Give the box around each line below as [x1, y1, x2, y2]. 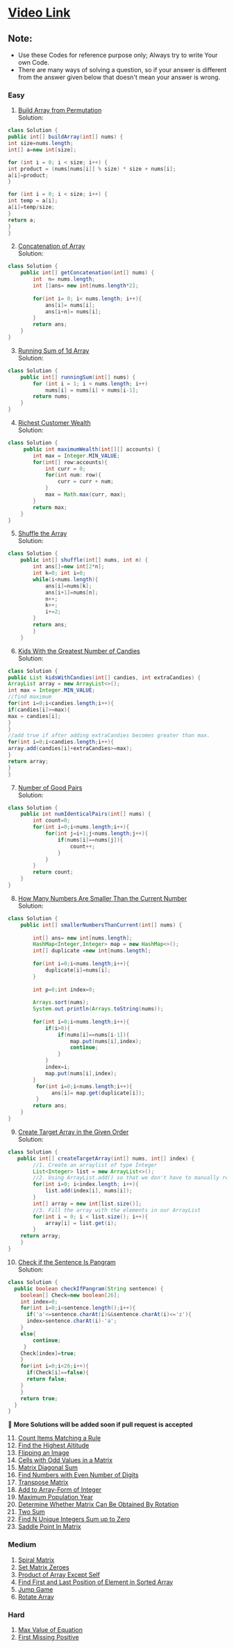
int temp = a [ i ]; [8, 197, 58, 204]
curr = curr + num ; [57, 478, 114, 485]
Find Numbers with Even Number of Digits [17, 1471, 139, 1479]
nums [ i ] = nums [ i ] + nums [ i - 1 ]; [44, 387, 139, 394]
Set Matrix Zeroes [17, 1563, 69, 1571]
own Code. [17, 58, 49, 67]
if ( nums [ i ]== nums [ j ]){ [57, 836, 124, 843]
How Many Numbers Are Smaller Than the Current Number [17, 894, 187, 902]
